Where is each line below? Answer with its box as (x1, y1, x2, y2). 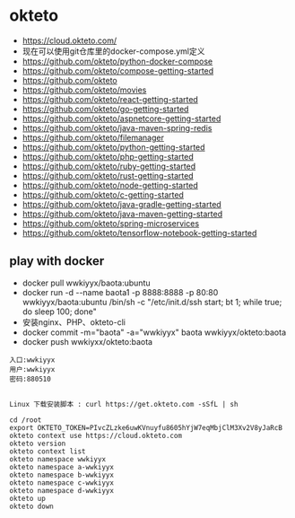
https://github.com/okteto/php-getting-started (22, 151, 195, 162)
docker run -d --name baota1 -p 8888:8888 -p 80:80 (22, 286, 219, 297)
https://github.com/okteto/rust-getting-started (22, 170, 195, 180)
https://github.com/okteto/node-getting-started (22, 180, 199, 190)
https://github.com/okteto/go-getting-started (22, 103, 189, 114)
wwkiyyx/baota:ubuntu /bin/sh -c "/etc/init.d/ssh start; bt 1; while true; (22, 296, 282, 307)
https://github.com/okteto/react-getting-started (22, 93, 199, 104)
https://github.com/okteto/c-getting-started (22, 189, 184, 200)
